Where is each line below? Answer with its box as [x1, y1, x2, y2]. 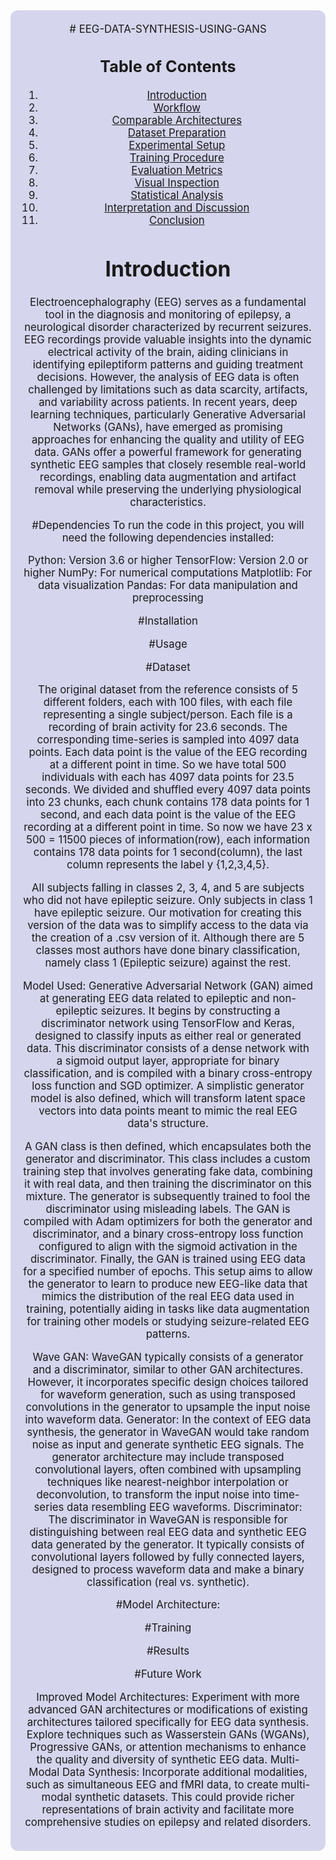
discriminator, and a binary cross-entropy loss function [32, 1227, 304, 1241]
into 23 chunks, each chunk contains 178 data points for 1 [26, 795, 310, 809]
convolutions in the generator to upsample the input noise [25, 1400, 311, 1414]
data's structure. [127, 1117, 209, 1131]
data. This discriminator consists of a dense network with [26, 1042, 310, 1056]
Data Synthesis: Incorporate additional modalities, [61, 1765, 308, 1779]
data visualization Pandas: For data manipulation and [38, 579, 298, 593]
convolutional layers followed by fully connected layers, [31, 1550, 305, 1564]
